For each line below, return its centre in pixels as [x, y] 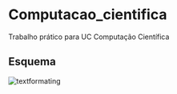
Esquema [32, 62]
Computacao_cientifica [88, 15]
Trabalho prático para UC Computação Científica [89, 37]
